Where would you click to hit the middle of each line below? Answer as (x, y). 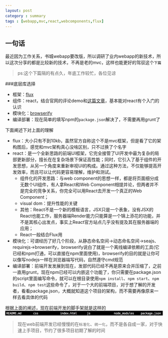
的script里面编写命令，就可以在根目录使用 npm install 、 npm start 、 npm (85, 278)
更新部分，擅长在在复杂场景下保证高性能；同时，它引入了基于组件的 (87, 160)
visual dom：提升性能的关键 (48, 203)
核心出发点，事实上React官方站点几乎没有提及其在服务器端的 (96, 222)
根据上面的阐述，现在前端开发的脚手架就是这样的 (55, 308)
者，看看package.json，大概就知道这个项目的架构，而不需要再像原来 (83, 291)
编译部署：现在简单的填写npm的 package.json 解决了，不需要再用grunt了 (86, 120)
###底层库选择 (20, 84)
